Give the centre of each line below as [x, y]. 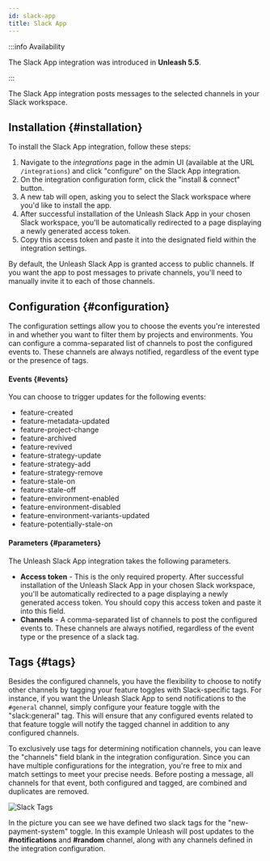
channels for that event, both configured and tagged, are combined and [128, 783]
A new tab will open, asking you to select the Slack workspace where [135, 197]
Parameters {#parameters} [55, 542]
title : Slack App [38, 23]
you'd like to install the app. [65, 205]
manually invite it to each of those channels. [82, 281]
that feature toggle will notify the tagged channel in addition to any [119, 724]
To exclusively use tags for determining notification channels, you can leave [135, 749]
